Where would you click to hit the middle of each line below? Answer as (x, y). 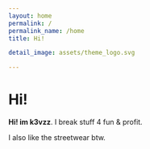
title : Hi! (27, 38)
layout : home (30, 16)
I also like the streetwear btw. (57, 138)
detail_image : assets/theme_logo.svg (72, 53)
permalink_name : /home (46, 31)
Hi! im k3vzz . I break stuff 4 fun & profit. (75, 122)
